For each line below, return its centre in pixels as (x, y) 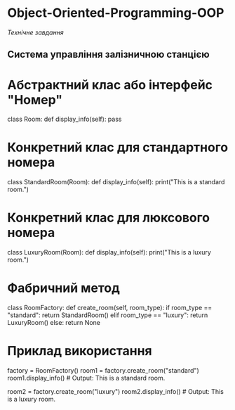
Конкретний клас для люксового (109, 218)
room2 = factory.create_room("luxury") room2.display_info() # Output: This (116, 392)
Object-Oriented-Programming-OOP (116, 13)
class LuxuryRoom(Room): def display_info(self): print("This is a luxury (109, 252)
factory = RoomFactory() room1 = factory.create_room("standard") (103, 371)
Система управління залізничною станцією (108, 55)
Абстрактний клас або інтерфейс (110, 85)
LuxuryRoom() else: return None (54, 323)
